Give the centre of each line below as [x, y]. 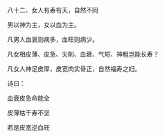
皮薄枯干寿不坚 [28, 113]
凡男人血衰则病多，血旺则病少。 [53, 39]
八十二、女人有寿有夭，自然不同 [53, 10]
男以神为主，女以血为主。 [44, 25]
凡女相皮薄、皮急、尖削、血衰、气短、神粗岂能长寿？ [83, 54]
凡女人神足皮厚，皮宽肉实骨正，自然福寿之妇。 [74, 69]
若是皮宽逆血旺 [28, 127]
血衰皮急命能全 [28, 98]
